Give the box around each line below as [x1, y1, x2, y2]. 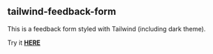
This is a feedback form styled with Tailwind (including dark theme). [7, 24, 206, 33]
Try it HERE [7, 38, 41, 47]
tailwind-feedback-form [7, 6, 116, 18]
